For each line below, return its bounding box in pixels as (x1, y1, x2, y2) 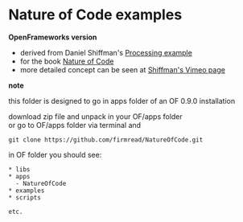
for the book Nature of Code (19, 56, 114, 66)
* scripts (8, 193, 42, 202)
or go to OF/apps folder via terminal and (8, 120, 142, 129)
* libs (8, 165, 31, 174)
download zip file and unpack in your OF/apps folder (8, 111, 183, 121)
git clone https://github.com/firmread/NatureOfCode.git (8, 135, 204, 144)
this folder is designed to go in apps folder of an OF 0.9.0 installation (8, 96, 236, 105)
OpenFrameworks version (8, 32, 97, 42)
